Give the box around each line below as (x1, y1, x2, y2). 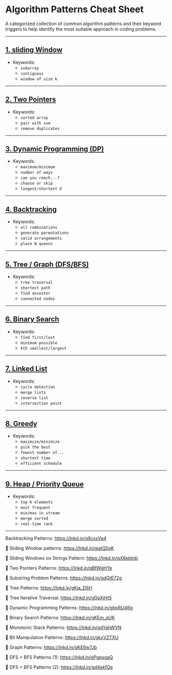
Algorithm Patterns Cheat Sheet (5, 4, 144, 15)
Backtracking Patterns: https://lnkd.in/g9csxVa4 (5, 535, 106, 541)
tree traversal (20, 280, 53, 285)
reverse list (20, 395, 49, 400)
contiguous (20, 71, 44, 76)
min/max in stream (20, 511, 60, 516)
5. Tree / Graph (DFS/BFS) (5, 260, 89, 269)
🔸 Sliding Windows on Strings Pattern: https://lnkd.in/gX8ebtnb (5, 555, 138, 561)
